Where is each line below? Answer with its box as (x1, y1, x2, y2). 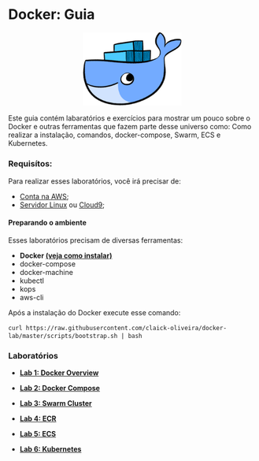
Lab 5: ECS (19, 429, 57, 439)
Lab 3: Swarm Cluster (19, 399, 92, 408)
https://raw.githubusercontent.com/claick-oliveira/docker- (25, 324, 227, 332)
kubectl (19, 276, 45, 285)
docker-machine (19, 267, 73, 277)
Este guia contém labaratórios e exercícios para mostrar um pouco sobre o (8, 113, 250, 123)
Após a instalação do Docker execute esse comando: (8, 307, 181, 317)
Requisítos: (8, 158, 53, 169)
